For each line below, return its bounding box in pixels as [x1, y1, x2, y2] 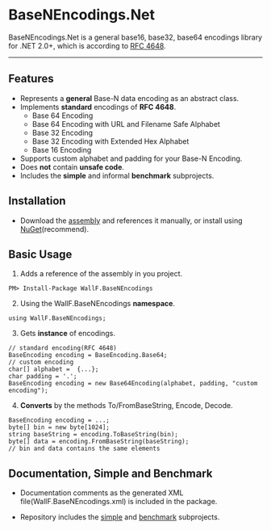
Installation [8, 194, 66, 208]
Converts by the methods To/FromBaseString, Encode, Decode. [19, 401, 234, 410]
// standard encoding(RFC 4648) [8, 344, 117, 352]
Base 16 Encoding [31, 145, 92, 154]
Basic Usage [8, 247, 73, 261]
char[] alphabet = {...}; [8, 365, 99, 373]
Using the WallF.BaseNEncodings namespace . [19, 299, 176, 309]
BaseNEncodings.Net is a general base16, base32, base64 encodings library [8, 32, 263, 42]
